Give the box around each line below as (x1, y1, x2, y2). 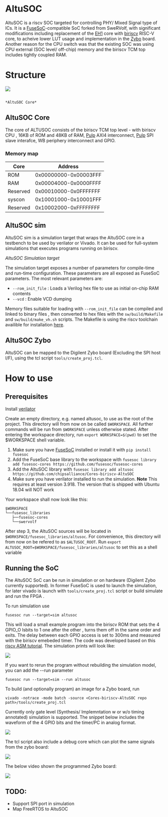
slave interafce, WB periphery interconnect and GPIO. (5, 137, 116, 143)
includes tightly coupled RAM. (5, 51, 67, 58)
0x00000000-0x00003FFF (35, 171, 102, 178)
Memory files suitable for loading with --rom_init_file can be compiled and (5, 305, 163, 312)
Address (58, 163, 79, 170)
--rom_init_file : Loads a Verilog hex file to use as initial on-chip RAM (12, 285, 159, 291)
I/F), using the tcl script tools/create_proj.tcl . (5, 355, 103, 361)
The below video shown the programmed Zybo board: (5, 763, 117, 769)
